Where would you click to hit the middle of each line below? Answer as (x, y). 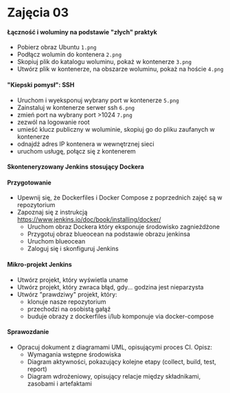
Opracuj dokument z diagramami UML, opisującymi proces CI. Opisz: (115, 347)
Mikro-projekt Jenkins (39, 264)
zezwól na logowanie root (54, 122)
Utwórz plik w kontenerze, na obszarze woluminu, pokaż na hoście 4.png (120, 69)
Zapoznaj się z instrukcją (52, 212)
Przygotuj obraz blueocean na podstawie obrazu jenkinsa (109, 234)
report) (37, 369)
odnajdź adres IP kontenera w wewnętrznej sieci (85, 144)
